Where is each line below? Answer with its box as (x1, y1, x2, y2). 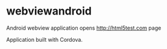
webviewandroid (6, 4, 92, 18)
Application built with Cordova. (6, 36, 83, 43)
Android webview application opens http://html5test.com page (6, 24, 162, 31)
